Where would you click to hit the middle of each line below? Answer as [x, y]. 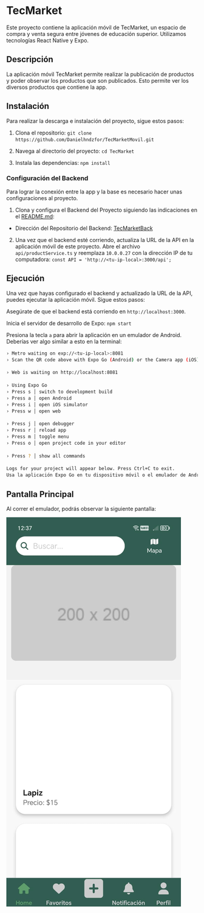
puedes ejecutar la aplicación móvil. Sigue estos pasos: [76, 299]
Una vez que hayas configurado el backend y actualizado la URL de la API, [100, 293]
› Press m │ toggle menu [38, 437]
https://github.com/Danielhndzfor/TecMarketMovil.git [84, 140]
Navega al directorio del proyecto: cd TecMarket [75, 151]
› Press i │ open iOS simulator [47, 404]
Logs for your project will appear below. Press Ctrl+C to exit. [90, 469]
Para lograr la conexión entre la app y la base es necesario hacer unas [94, 192]
